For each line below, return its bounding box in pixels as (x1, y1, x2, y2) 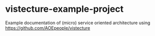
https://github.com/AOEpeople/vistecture (5, 25, 90, 31)
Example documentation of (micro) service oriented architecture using (5, 20, 150, 26)
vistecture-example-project (5, 3, 124, 15)
